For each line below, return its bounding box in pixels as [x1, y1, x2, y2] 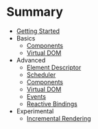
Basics [16, 34, 36, 42]
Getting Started [16, 27, 60, 35]
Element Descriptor [26, 63, 82, 71]
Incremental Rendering [26, 114, 91, 122]
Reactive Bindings [26, 99, 78, 108]
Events [26, 92, 46, 100]
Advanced [16, 56, 46, 64]
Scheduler [26, 70, 56, 79]
